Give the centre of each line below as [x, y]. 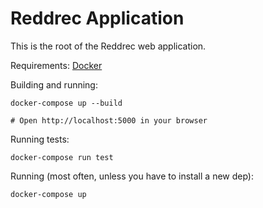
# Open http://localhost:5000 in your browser [109, 120]
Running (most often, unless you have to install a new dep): [132, 176]
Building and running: [54, 84]
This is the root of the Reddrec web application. [108, 46]
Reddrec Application [97, 18]
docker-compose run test [62, 157]
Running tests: [40, 139]
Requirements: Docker [56, 65]
